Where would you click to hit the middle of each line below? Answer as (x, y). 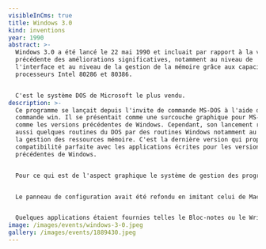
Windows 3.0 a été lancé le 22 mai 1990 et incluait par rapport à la (134, 52)
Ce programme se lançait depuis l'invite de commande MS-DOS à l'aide (134, 110)
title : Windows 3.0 (40, 23)
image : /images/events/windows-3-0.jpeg (76, 225)
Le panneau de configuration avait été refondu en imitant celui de (131, 197)
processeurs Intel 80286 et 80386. (74, 74)
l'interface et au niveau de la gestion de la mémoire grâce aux (125, 67)
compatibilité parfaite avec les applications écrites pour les (123, 147)
